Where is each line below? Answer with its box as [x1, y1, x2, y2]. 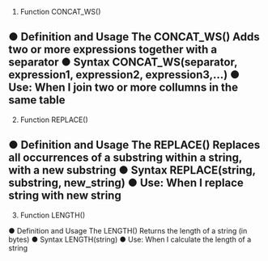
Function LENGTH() [19, 210, 86, 220]
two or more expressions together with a [8, 43, 217, 57]
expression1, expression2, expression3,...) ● [8, 68, 240, 82]
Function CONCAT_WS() [19, 7, 101, 16]
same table [8, 93, 66, 107]
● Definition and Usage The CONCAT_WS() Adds [8, 30, 261, 44]
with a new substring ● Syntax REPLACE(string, [8, 163, 257, 177]
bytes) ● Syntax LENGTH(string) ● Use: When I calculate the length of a [8, 234, 252, 244]
